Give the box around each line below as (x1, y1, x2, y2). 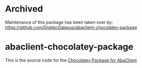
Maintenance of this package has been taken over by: (5, 19, 113, 25)
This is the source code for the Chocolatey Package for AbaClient (5, 57, 137, 63)
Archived (5, 3, 43, 14)
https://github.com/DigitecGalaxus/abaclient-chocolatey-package (5, 24, 138, 30)
